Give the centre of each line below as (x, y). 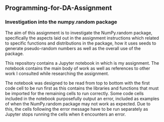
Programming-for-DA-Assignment (59, 8)
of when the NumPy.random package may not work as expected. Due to (78, 104)
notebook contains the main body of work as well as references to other (78, 68)
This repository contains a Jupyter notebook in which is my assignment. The (82, 63)
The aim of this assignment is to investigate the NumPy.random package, (79, 33)
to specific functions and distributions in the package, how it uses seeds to (81, 43)
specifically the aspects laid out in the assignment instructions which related (82, 38)
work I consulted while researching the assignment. (57, 73)
